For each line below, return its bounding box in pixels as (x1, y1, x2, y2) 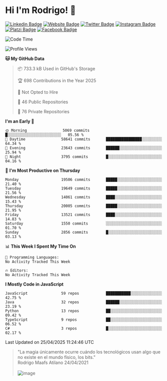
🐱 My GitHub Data (5, 55, 45, 62)
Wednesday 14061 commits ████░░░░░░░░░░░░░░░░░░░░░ (5, 195, 162, 200)
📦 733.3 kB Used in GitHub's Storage (17, 65, 95, 72)
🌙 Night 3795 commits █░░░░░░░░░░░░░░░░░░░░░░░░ (5, 154, 162, 159)
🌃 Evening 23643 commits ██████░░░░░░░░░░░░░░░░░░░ (5, 145, 162, 150)
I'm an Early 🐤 (5, 118, 34, 124)
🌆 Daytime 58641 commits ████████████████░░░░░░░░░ (5, 136, 162, 142)
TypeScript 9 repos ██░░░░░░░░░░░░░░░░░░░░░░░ (5, 317, 162, 322)
